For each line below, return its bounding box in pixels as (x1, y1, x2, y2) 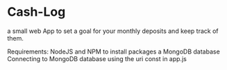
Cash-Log (7, 4, 66, 20)
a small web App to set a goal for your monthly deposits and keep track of (7, 27, 219, 35)
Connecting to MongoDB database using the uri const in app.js (7, 54, 187, 62)
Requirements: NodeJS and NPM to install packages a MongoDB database (7, 47, 220, 56)
